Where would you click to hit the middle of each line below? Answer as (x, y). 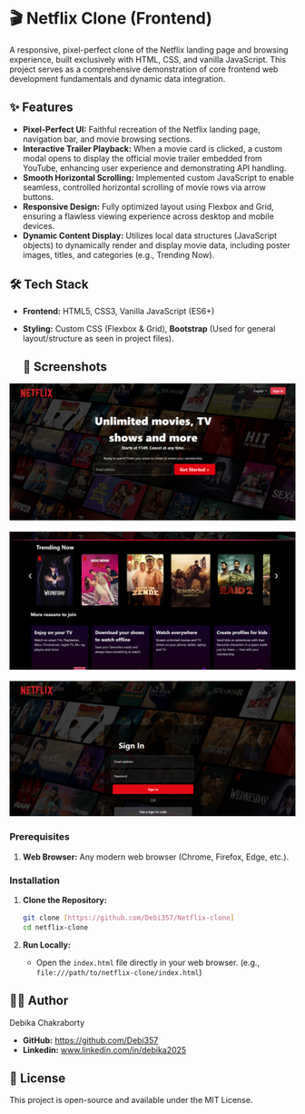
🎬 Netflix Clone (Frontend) (111, 19)
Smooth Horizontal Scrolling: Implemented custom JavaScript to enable (158, 177)
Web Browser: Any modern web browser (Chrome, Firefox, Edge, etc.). (156, 857)
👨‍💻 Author (39, 1001)
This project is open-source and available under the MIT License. (131, 1100)
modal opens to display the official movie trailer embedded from (143, 158)
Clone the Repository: (64, 900)
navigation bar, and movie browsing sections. (107, 139)
